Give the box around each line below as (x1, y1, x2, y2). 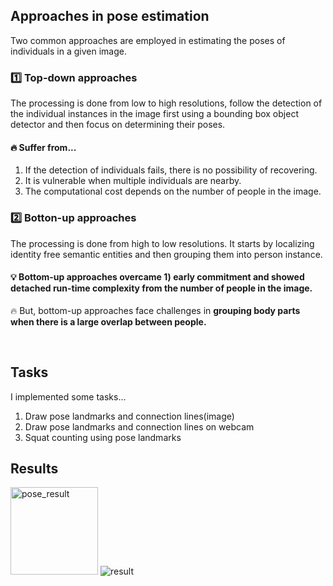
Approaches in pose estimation (10, 8, 210, 25)
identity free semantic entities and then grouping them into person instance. (10, 248, 323, 260)
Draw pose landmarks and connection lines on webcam (24, 420, 255, 433)
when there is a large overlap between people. (10, 315, 207, 328)
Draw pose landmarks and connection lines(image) (24, 410, 235, 422)
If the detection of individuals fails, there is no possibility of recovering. (24, 164, 318, 176)
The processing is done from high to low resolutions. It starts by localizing (10, 237, 315, 249)
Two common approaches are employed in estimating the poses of (10, 34, 286, 46)
